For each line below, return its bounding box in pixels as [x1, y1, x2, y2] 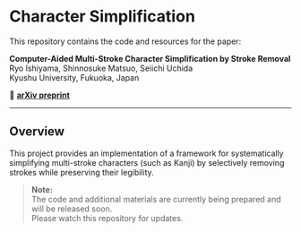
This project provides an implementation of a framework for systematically [9, 148, 284, 159]
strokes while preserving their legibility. [9, 167, 154, 177]
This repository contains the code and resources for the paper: [9, 36, 242, 47]
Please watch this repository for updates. [30, 212, 184, 223]
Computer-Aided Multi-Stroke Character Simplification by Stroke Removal [9, 53, 291, 64]
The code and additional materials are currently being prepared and [30, 193, 282, 204]
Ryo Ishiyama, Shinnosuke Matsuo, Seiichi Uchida [9, 63, 193, 73]
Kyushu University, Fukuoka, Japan [9, 72, 140, 82]
